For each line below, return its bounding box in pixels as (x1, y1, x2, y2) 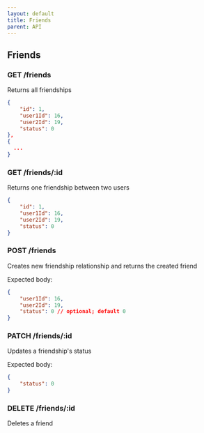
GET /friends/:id (7, 167, 63, 177)
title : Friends (7, 17, 52, 24)
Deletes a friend (7, 419, 54, 427)
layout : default (7, 10, 54, 17)
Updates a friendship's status (7, 347, 92, 356)
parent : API (7, 23, 42, 30)
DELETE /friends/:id (7, 404, 75, 413)
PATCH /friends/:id (7, 331, 72, 341)
